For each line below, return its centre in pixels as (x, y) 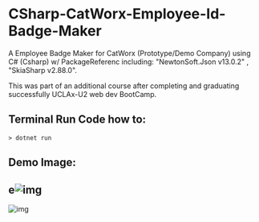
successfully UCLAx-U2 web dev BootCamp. (83, 94)
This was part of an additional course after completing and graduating (124, 86)
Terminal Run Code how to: (77, 120)
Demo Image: (42, 162)
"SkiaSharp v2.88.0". (43, 70)
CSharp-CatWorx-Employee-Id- (117, 14)
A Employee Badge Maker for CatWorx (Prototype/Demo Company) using (129, 53)
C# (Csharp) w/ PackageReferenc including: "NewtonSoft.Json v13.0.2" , (129, 62)
